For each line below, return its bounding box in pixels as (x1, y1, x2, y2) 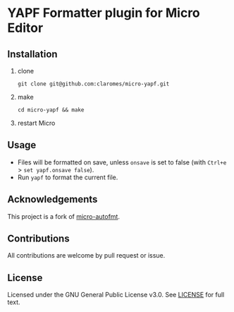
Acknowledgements (7, 193, 98, 205)
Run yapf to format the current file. (17, 173, 118, 181)
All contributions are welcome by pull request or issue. (7, 251, 166, 260)
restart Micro (17, 119, 56, 127)
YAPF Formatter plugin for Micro (7, 5, 201, 21)
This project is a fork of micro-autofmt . (7, 212, 120, 220)
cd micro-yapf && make (17, 107, 85, 114)
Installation (7, 48, 58, 60)
